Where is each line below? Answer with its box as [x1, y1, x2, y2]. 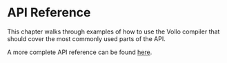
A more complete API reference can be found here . [7, 48, 152, 56]
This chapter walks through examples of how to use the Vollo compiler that [7, 27, 220, 36]
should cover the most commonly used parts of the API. [7, 34, 166, 42]
